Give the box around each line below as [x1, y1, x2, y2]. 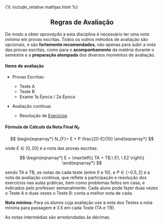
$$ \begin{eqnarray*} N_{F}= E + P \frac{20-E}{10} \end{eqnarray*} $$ [10, 136, 154, 142]
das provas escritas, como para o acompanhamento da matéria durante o [5, 46, 155, 53]
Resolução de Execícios [19, 113, 67, 119]
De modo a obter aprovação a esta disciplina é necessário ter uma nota [5, 31, 150, 37]
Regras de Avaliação [50, 18, 114, 26]
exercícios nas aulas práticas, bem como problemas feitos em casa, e [5, 180, 145, 186]
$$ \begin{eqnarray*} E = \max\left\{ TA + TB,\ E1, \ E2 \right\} [19, 155, 145, 161]
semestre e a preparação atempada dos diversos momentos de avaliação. [5, 52, 155, 58]
